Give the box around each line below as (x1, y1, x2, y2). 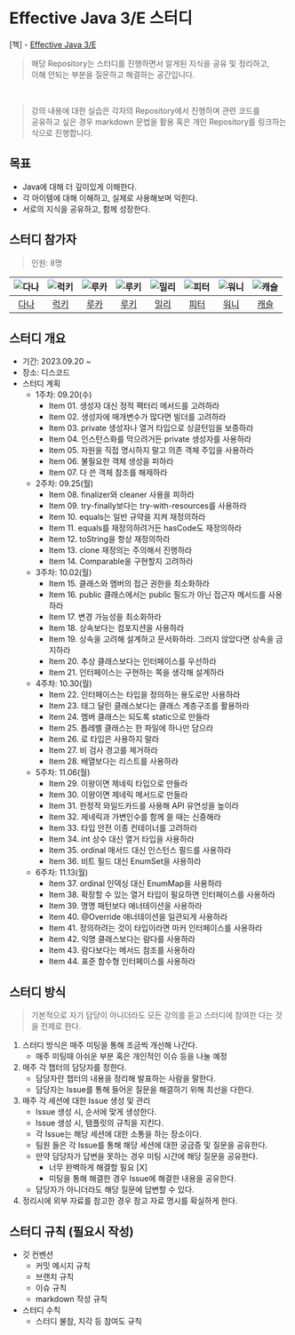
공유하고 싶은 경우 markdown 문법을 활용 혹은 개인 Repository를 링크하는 (30, 116, 287, 127)
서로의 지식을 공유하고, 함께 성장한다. (21, 204, 151, 214)
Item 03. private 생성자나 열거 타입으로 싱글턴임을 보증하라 (48, 423, 254, 434)
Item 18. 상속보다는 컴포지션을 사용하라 (48, 623, 185, 634)
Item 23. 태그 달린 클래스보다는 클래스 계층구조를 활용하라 (48, 700, 251, 711)
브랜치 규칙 (35, 1272, 74, 1282)
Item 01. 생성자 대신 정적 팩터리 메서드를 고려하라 (48, 401, 220, 412)
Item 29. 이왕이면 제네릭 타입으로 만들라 (48, 779, 188, 789)
